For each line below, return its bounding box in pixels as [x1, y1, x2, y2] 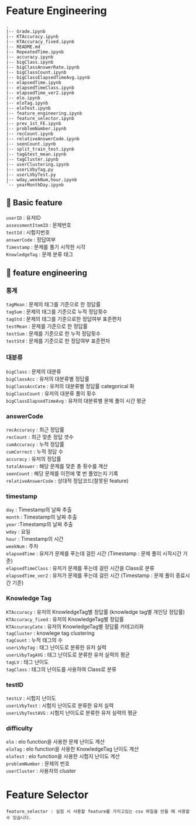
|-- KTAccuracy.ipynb [6, 33, 59, 39]
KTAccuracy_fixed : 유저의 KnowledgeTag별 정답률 [6, 616, 125, 623]
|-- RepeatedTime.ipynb [6, 49, 64, 55]
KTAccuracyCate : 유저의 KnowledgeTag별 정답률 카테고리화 [6, 623, 145, 630]
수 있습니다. [6, 815, 32, 821]
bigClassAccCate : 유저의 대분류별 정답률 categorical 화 [6, 382, 135, 389]
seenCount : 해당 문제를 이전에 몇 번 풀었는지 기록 [6, 470, 119, 477]
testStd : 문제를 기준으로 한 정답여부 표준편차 [6, 337, 110, 344]
